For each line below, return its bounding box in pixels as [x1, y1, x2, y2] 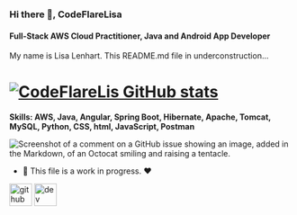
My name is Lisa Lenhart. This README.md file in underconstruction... [9, 50, 269, 61]
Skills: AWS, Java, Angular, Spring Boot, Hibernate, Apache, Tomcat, [9, 112, 272, 122]
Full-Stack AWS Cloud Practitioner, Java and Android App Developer [9, 31, 271, 41]
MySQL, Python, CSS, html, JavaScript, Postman [9, 121, 195, 132]
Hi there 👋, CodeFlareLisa [9, 8, 123, 21]
